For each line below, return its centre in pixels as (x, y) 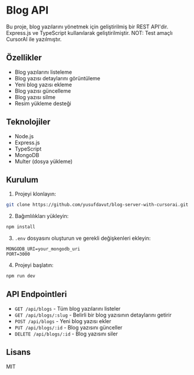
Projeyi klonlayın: (35, 194)
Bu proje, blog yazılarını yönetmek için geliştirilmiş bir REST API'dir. (87, 27)
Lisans (19, 352)
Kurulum (22, 180)
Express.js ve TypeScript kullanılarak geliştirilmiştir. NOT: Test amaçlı (89, 32)
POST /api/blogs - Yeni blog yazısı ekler (63, 321)
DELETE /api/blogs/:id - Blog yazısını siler (66, 334)
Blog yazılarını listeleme (43, 72)
